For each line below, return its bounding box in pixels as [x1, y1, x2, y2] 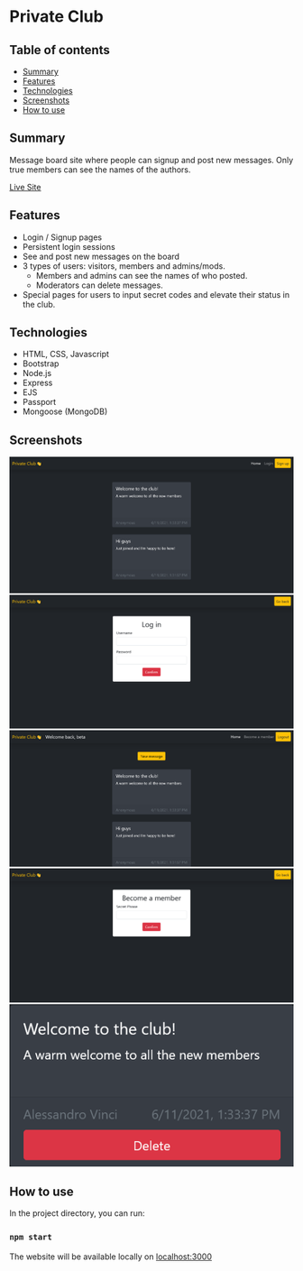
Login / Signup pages [22, 232, 103, 243]
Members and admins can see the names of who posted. [35, 270, 248, 281]
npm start [9, 1232, 52, 1242]
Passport [22, 397, 57, 408]
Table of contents [9, 42, 110, 58]
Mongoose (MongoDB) [22, 406, 108, 417]
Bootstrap [22, 358, 60, 369]
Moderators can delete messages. [35, 280, 164, 290]
